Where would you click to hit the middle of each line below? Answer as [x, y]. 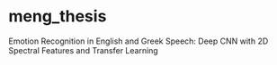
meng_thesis [58, 16]
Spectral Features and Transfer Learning [83, 50]
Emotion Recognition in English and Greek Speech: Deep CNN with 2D [138, 41]
